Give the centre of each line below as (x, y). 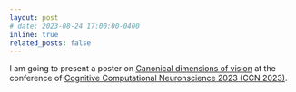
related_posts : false (50, 43)
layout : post (34, 18)
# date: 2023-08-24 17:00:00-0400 (75, 26)
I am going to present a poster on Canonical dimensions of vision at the (143, 69)
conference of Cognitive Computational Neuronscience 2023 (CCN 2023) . (148, 78)
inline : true (34, 34)
